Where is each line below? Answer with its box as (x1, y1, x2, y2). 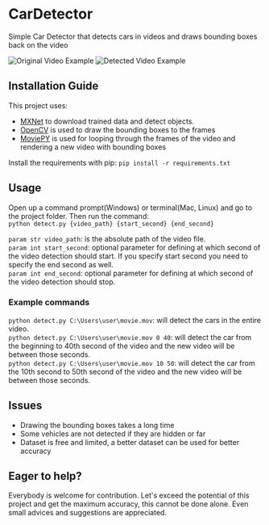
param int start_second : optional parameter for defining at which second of (8, 242, 261, 252)
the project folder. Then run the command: (8, 211, 149, 220)
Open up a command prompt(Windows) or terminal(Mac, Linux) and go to (8, 203, 252, 212)
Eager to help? (8, 469, 82, 483)
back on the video (8, 40, 68, 49)
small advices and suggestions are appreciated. (8, 508, 168, 518)
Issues (8, 399, 43, 413)
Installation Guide (8, 79, 99, 93)
